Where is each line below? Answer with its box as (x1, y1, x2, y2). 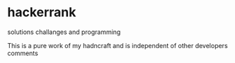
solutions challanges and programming (7, 28, 121, 36)
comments (7, 49, 39, 57)
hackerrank (7, 4, 76, 21)
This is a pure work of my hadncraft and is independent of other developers (7, 41, 228, 50)
